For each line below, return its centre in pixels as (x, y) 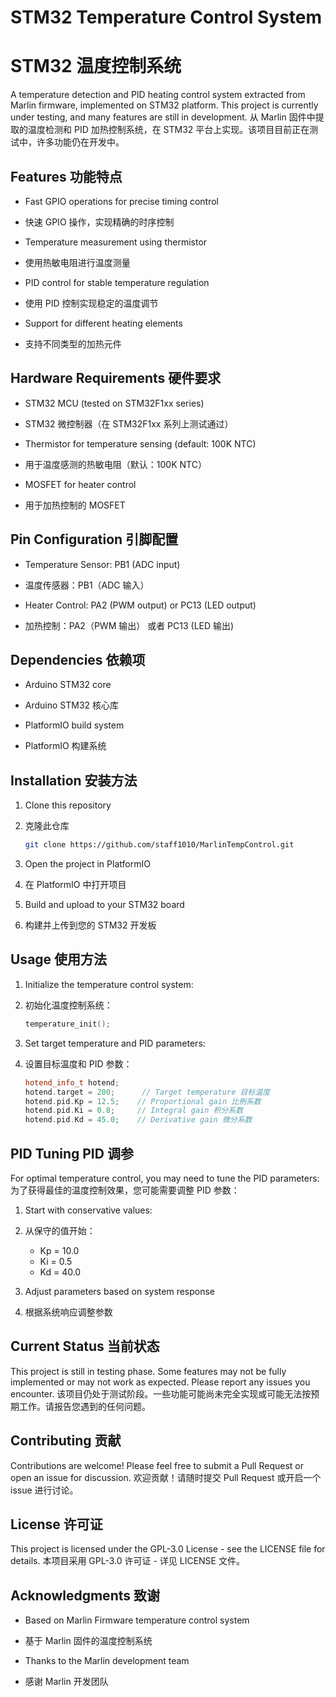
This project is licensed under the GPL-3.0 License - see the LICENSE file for (168, 1549)
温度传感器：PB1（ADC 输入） (87, 585)
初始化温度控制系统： (68, 1005)
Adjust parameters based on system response (120, 1291)
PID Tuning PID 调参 (72, 1153)
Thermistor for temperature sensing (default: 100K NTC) (140, 443)
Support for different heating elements (103, 323)
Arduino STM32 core (68, 685)
